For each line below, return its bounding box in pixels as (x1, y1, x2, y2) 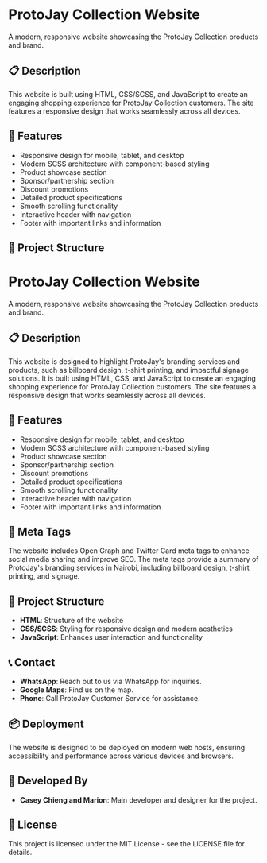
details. (8, 848, 33, 857)
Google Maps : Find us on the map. (19, 685, 133, 695)
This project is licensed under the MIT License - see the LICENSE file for (8, 839, 245, 849)
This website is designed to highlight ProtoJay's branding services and (8, 356, 241, 366)
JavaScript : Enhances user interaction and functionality (19, 633, 203, 642)
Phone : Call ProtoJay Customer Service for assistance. (19, 693, 200, 702)
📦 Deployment (8, 718, 85, 731)
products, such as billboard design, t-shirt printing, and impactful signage (8, 365, 249, 374)
